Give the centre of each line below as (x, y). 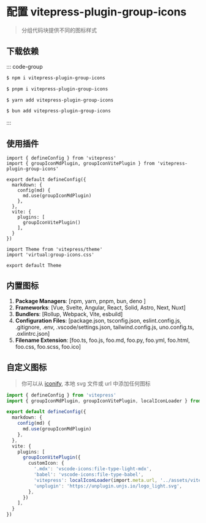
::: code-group (25, 66)
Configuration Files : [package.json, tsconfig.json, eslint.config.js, (98, 320)
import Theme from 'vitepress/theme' (55, 250)
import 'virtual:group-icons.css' (51, 255)
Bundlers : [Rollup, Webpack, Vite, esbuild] (69, 314)
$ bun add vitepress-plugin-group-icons (59, 111)
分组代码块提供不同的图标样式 (59, 30)
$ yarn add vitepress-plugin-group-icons (60, 100)
